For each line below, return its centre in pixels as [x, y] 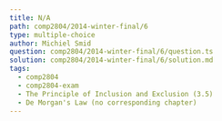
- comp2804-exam [48, 86]
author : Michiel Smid [50, 43]
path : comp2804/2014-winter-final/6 [79, 26]
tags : [20, 69]
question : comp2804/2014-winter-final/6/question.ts [111, 52]
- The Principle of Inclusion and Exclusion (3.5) [116, 94]
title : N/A [30, 18]
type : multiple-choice [52, 35]
